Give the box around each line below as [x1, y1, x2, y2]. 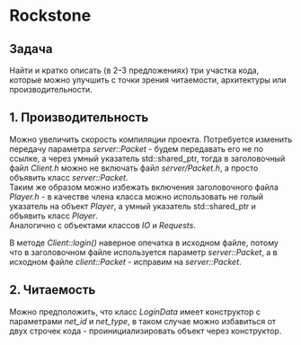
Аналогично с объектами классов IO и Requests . [9, 219, 196, 230]
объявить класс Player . [9, 210, 99, 221]
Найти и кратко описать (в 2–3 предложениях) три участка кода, [9, 65, 260, 75]
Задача [9, 41, 53, 57]
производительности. [9, 84, 93, 94]
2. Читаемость [9, 282, 96, 297]
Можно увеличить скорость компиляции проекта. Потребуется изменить [9, 134, 293, 145]
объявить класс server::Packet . [9, 172, 128, 182]
